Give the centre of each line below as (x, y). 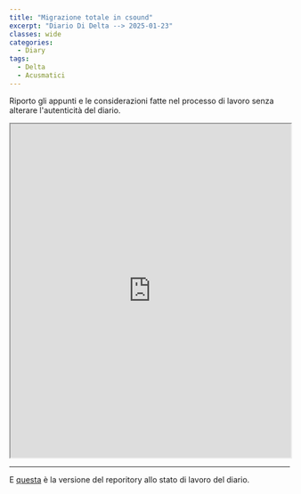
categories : (31, 42)
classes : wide (36, 34)
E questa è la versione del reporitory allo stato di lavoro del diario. (130, 479)
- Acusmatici (41, 76)
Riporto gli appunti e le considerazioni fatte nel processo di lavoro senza (142, 101)
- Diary (32, 51)
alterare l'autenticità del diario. (65, 110)
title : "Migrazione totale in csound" (81, 17)
